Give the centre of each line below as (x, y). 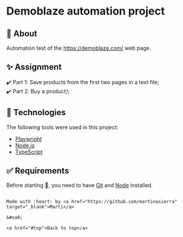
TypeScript (29, 152)
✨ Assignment (34, 67)
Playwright (28, 139)
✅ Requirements (38, 171)
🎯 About (22, 34)
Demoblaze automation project (86, 11)
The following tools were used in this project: (62, 127)
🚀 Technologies (36, 112)
